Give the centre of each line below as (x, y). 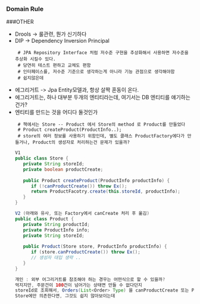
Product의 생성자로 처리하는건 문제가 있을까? (81, 142)
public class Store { (42, 159)
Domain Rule (25, 9)
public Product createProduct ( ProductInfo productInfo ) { (96, 180)
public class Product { (44, 219)
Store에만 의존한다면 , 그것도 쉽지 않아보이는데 (65, 296)
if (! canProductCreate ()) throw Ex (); (79, 186)
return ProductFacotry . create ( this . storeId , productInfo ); (105, 192)
